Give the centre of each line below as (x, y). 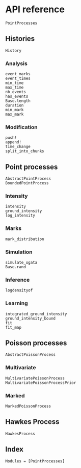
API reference (35, 9)
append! (13, 142)
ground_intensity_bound (31, 318)
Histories (20, 39)
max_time (15, 88)
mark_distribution (25, 239)
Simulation (19, 252)
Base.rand (16, 267)
